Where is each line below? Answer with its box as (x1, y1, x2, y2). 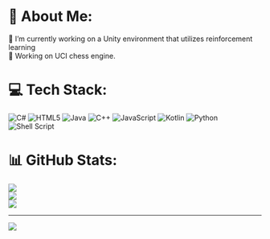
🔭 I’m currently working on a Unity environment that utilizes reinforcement (8, 34, 253, 43)
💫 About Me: (8, 7, 93, 26)
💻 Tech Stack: (8, 80, 108, 99)
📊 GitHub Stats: (8, 151, 118, 170)
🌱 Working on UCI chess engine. (8, 51, 116, 60)
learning (8, 42, 36, 52)
